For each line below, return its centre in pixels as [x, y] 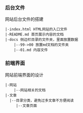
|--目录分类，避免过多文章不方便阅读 [42, 100]
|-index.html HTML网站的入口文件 [36, 29]
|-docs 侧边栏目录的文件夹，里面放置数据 [42, 40]
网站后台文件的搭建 [24, 19]
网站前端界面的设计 [24, 75]
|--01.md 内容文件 [31, 50]
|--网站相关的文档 [30, 90]
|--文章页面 [26, 106]
